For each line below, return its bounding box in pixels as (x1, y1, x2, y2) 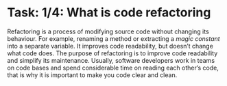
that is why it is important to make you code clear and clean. (7, 70, 178, 79)
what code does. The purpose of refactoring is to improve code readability (7, 49, 218, 57)
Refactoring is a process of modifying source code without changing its (7, 27, 209, 35)
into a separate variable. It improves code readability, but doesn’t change (7, 42, 214, 50)
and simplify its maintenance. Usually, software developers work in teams (7, 56, 215, 64)
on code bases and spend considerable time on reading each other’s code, (7, 63, 219, 72)
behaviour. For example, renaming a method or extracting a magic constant (7, 34, 221, 42)
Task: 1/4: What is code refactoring (7, 5, 211, 20)
